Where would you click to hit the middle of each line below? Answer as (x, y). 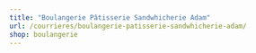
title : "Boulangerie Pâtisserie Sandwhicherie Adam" (110, 18)
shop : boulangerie (44, 34)
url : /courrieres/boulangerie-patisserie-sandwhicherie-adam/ (128, 26)
